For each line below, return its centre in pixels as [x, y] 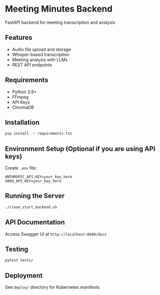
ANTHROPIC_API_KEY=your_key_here [39, 177]
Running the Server [35, 196]
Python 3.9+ [24, 92]
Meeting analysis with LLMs [40, 60]
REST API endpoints [32, 65]
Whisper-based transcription [41, 54]
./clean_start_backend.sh [31, 207]
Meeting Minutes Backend [59, 9]
